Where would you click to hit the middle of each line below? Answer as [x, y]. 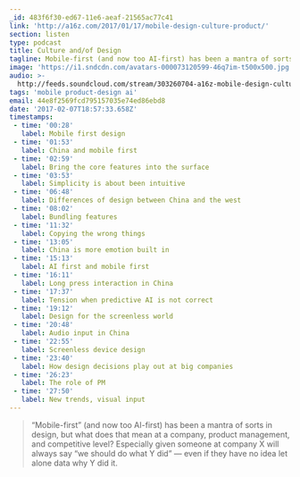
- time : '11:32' [43, 225]
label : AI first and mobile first [85, 267]
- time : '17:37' [43, 291]
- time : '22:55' [43, 341]
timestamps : [31, 117]
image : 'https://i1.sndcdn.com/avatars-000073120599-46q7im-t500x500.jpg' [151, 68]
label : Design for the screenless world [97, 317]
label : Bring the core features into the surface [115, 167]
